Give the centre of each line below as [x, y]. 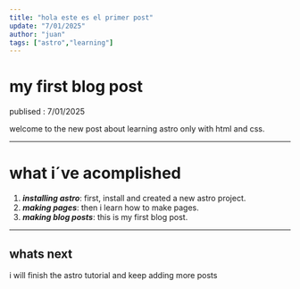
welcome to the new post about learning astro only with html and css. [137, 129]
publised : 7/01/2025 [47, 112]
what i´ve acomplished [95, 173]
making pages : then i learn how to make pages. [110, 208]
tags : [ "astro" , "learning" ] [62, 42]
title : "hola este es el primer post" [81, 17]
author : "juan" [37, 34]
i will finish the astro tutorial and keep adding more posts [113, 275]
